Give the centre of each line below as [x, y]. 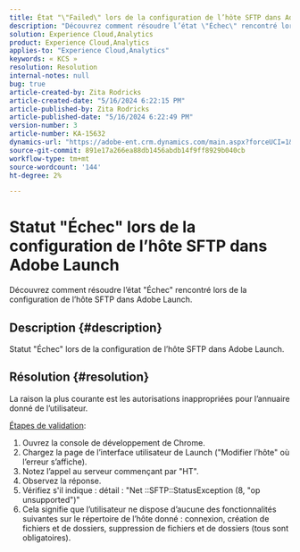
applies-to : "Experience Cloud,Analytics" [89, 51]
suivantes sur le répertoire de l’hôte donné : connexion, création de [146, 518]
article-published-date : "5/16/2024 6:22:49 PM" [101, 117]
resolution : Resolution [54, 68]
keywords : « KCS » [43, 59]
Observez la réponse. [62, 481]
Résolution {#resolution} [79, 377]
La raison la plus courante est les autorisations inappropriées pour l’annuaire [150, 398]
